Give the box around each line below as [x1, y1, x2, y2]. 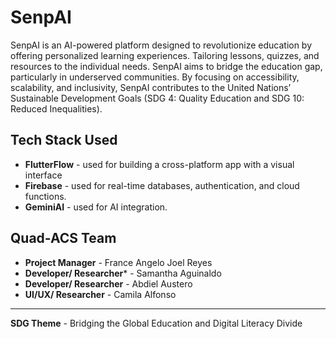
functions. [24, 190, 67, 202]
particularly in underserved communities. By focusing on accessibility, [10, 71, 300, 83]
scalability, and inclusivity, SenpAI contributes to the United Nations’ [10, 81, 292, 93]
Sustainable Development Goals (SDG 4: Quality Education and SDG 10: [10, 92, 305, 104]
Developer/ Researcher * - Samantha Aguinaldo [24, 267, 222, 279]
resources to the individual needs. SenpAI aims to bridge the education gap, [10, 60, 323, 72]
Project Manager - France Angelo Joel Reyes [24, 256, 213, 268]
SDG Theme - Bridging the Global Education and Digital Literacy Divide [10, 317, 303, 329]
